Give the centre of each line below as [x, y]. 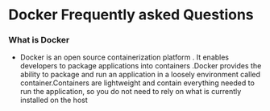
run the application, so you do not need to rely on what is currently [131, 92]
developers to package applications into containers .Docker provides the [141, 66]
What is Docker [39, 40]
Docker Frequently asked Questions [131, 15]
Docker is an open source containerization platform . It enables [125, 57]
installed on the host [54, 100]
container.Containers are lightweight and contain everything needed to [137, 83]
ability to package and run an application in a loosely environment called [140, 75]
